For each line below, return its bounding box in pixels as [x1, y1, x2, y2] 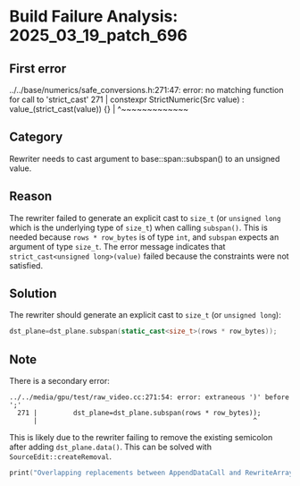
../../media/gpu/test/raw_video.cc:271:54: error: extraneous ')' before [9, 393, 290, 402]
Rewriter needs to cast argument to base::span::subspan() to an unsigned [9, 153, 280, 164]
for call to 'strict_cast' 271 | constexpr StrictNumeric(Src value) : [9, 94, 245, 105]
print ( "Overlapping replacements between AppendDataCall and [9, 468, 242, 478]
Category [9, 130, 63, 145]
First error [9, 61, 67, 76]
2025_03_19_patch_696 [9, 25, 187, 46]
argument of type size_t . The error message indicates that [9, 241, 226, 252]
